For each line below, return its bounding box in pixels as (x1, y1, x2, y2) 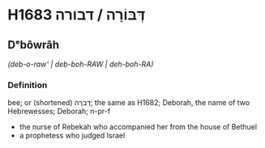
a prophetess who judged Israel (19, 131, 126, 141)
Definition (7, 79, 48, 91)
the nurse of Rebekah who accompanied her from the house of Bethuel (19, 122, 257, 132)
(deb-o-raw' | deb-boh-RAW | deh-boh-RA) (7, 59, 154, 69)
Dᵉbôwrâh (7, 38, 60, 52)
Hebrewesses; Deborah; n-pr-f (7, 107, 111, 116)
